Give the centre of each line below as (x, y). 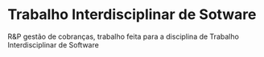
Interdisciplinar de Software (54, 44)
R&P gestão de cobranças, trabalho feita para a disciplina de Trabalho (123, 36)
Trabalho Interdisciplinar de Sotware (132, 15)
